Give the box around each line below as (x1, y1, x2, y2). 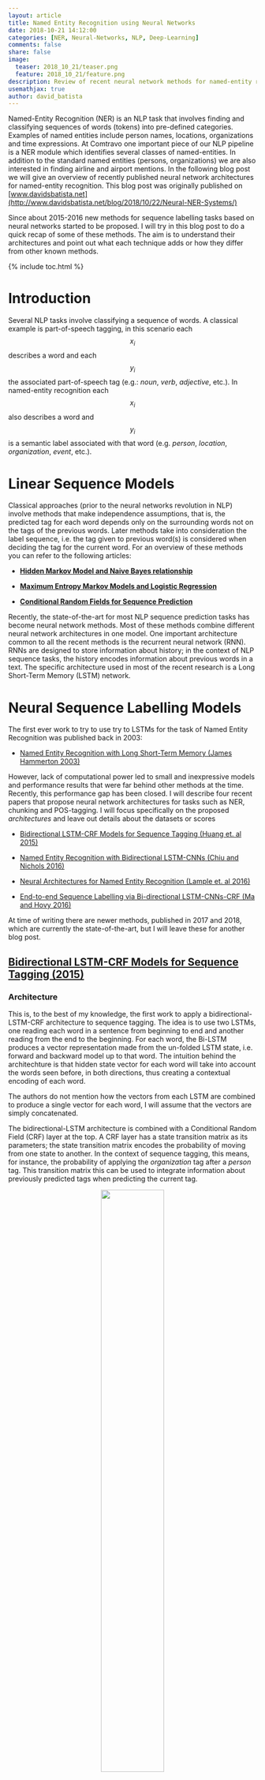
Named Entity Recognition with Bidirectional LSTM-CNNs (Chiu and (19, 853, 239, 863)
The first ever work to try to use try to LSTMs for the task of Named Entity (8, 725, 248, 734)
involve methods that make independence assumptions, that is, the (8, 509, 226, 519)
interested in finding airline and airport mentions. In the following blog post (8, 164, 251, 174)
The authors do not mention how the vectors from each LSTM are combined (8, 1091, 256, 1101)
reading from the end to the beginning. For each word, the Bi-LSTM (8, 1034, 227, 1044)
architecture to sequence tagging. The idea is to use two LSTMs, (46, 1017, 256, 1027)
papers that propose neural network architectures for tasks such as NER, (8, 797, 245, 807)
